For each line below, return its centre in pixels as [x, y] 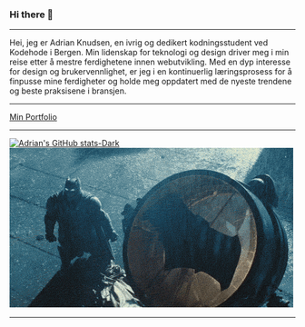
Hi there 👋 [32, 15]
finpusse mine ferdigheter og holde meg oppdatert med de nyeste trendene [151, 82]
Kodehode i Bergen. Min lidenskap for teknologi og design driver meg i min [149, 53]
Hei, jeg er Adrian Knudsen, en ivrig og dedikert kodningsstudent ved [139, 43]
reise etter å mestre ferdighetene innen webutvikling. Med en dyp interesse [150, 62]
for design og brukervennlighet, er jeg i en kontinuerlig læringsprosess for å [151, 72]
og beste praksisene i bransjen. [68, 91]
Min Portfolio [33, 117]
